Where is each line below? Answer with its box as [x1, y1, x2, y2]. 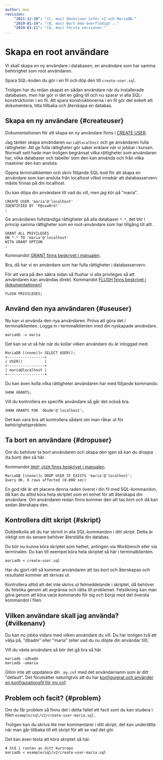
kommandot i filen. [5, 597, 43, 603]
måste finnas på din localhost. [5, 180, 66, 186]
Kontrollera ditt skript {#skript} [5, 516, 101, 524]
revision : [5, 12, 25, 17]
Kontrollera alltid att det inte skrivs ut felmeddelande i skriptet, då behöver [5, 582, 154, 587]
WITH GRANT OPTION [5, 239, 43, 244]
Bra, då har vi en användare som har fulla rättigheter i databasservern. [5, 262, 147, 268]
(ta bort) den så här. [5, 454, 46, 460]
